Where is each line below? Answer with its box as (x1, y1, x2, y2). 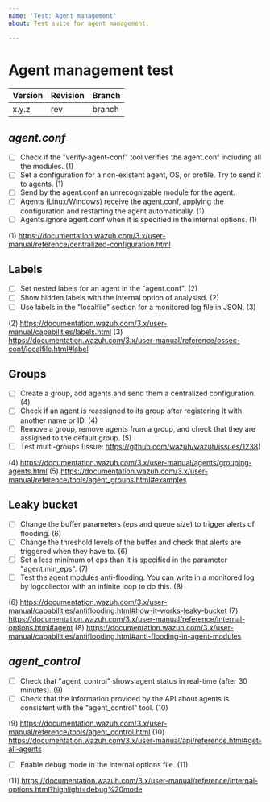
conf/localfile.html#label (8, 344, 89, 353)
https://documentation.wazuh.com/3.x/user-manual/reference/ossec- (8, 335, 240, 345)
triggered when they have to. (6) (19, 546, 128, 556)
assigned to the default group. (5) (19, 432, 132, 443)
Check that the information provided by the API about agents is (19, 693, 230, 703)
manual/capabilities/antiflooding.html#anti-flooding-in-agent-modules (8, 631, 242, 641)
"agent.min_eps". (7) (19, 564, 89, 573)
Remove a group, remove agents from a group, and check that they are (19, 424, 256, 433)
